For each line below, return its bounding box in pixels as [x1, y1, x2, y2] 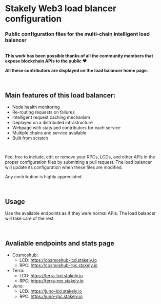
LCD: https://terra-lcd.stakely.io [19, 272, 83, 278]
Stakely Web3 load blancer [5, 3, 117, 14]
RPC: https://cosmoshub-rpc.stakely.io [19, 262, 98, 268]
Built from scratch [12, 135, 48, 141]
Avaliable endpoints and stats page [5, 239, 115, 247]
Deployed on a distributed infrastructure [12, 120, 93, 126]
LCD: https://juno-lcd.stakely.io [19, 288, 82, 294]
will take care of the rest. [5, 215, 55, 222]
